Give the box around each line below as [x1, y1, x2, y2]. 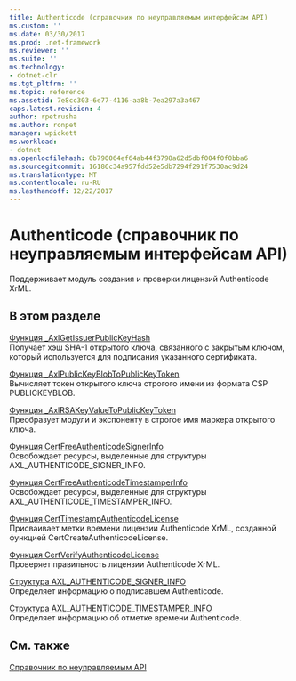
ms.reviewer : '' [9, 46, 69, 55]
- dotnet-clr [9, 71, 58, 80]
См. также [9, 638, 71, 653]
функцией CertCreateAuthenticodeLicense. [9, 531, 169, 543]
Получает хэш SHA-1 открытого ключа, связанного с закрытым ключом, [9, 342, 285, 353]
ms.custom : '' [9, 21, 62, 30]
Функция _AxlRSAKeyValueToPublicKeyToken [9, 404, 176, 415]
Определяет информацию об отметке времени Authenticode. [9, 612, 242, 623]
